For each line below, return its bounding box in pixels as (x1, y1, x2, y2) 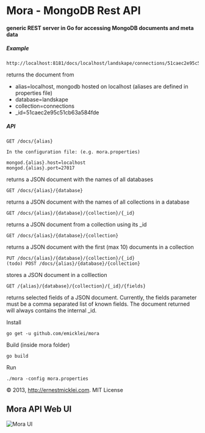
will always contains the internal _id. (6, 306, 97, 314)
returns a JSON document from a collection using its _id (6, 221, 147, 228)
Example (6, 45, 29, 52)
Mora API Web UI (6, 404, 72, 415)
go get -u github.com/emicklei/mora (6, 330, 99, 336)
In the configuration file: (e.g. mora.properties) (6, 149, 140, 155)
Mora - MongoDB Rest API (6, 4, 142, 18)
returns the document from (6, 71, 74, 78)
